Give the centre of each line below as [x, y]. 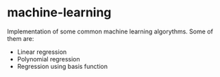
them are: [21, 38]
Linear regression [42, 52]
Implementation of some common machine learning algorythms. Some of [110, 31]
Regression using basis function [62, 66]
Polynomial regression [48, 59]
